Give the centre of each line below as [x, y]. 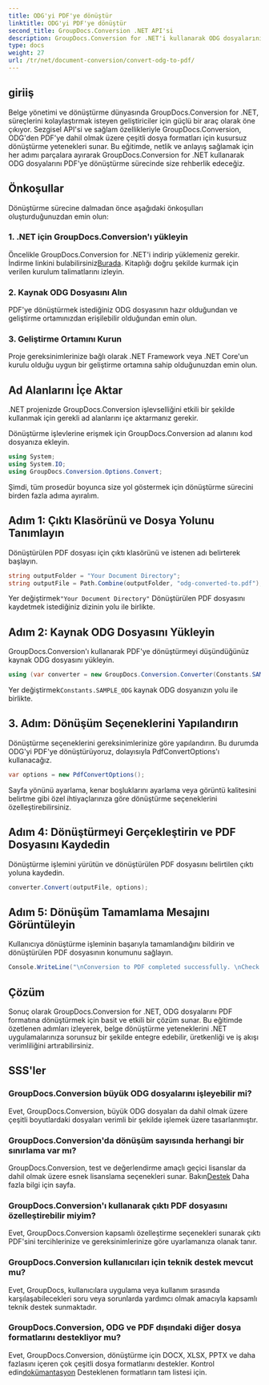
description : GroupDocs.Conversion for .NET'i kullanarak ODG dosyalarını [136, 38]
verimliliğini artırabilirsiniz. [51, 1045]
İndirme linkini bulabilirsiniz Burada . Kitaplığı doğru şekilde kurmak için [123, 263]
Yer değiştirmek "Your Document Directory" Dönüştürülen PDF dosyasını [127, 599]
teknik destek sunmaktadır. [53, 1306]
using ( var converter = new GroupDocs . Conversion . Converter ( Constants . [130, 675]
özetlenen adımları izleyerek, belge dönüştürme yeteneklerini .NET [118, 1028]
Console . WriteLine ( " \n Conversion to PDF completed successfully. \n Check [134, 967]
